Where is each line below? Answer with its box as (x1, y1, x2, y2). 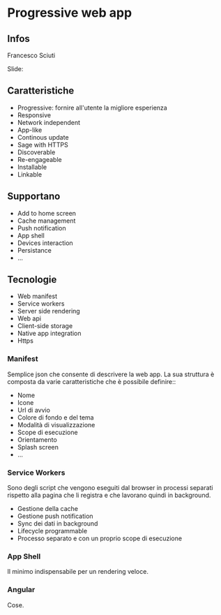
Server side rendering (17, 307, 80, 316)
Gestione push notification (17, 512, 93, 521)
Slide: (7, 65, 24, 73)
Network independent (17, 118, 80, 126)
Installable (17, 163, 47, 171)
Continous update (17, 133, 69, 141)
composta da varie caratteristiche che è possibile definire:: (7, 377, 176, 385)
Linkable (17, 170, 43, 179)
